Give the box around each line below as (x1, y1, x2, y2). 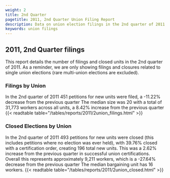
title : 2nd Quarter (5, 12, 47, 17)
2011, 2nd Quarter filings (5, 45, 85, 54)
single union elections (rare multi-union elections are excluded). (5, 69, 139, 75)
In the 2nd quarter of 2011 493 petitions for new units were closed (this (5, 134, 154, 140)
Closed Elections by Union (5, 123, 72, 130)
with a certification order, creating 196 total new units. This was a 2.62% (5, 145, 157, 151)
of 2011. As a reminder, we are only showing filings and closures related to (5, 64, 161, 70)
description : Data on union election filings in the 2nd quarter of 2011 (5, 21, 165, 27)
